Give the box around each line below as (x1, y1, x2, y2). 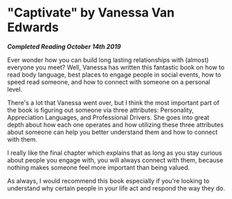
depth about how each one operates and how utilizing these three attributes (7, 120, 224, 129)
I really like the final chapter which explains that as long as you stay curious (7, 149, 222, 157)
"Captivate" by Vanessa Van (7, 5, 175, 21)
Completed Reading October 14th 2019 (7, 42, 121, 50)
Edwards (7, 19, 59, 35)
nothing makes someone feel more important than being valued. (7, 163, 190, 171)
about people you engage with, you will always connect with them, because (7, 155, 224, 164)
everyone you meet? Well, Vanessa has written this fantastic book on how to (7, 63, 225, 71)
